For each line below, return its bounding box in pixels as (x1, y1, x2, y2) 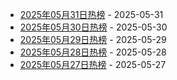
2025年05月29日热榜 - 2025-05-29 (19, 34, 167, 45)
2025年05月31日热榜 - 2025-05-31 (19, 9, 164, 20)
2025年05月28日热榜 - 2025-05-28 (19, 46, 167, 58)
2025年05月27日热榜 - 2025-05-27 (19, 59, 167, 70)
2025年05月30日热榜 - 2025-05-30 (19, 21, 168, 33)
